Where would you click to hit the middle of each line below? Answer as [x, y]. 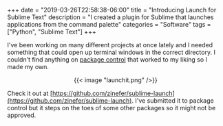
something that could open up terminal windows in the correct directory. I [111, 52]
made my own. [28, 67]
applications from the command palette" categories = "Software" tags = [109, 24]
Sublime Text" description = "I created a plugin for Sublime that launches [110, 17]
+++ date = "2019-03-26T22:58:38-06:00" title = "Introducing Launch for [112, 10]
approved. [22, 115]
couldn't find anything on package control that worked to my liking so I [107, 60]
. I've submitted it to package [173, 101]
